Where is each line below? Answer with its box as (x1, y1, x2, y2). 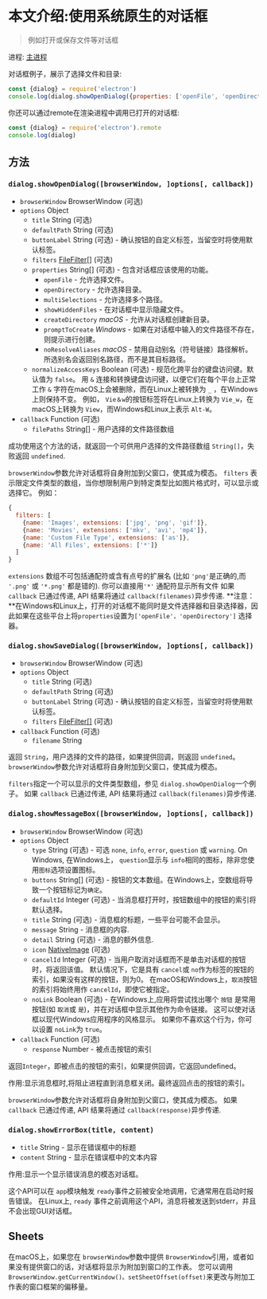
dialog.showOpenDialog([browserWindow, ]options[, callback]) (8, 179, 254, 188)
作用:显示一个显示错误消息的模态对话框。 (8, 1169, 143, 1179)
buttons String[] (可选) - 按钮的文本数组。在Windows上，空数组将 (31, 874, 246, 885)
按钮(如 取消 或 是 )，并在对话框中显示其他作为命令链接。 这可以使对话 (31, 1004, 256, 1014)
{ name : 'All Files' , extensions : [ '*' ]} (22, 541, 158, 549)
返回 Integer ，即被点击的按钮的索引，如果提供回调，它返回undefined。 (8, 1061, 241, 1070)
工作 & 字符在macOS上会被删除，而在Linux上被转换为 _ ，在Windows (31, 384, 258, 394)
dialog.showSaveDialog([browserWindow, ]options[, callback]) (8, 642, 254, 650)
